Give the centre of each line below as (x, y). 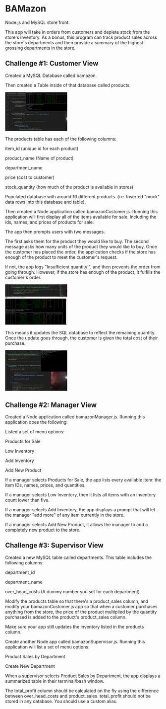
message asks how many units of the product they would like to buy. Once (81, 247)
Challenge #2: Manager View (51, 405)
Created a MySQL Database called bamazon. (51, 76)
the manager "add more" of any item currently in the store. (65, 515)
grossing (14, 48)
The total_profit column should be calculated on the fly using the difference (82, 691)
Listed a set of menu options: (35, 432)
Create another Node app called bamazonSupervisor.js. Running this (75, 641)
